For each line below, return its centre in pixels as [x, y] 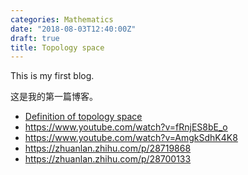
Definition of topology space [83, 117]
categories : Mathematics [62, 19]
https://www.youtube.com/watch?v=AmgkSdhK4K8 [131, 138]
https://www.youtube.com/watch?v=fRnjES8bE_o [126, 127]
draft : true [35, 38]
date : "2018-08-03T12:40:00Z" [73, 29]
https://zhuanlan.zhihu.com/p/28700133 [108, 159]
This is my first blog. [52, 76]
